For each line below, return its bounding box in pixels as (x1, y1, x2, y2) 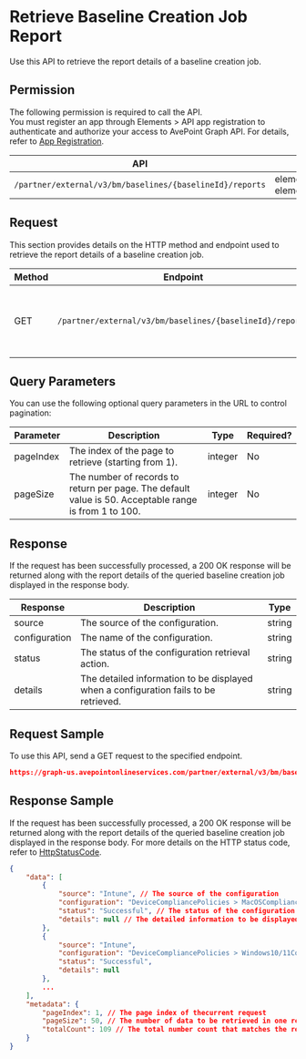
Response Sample (9, 793, 114, 808)
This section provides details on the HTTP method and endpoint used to (9, 239, 280, 250)
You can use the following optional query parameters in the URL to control (9, 398, 287, 409)
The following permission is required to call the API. (9, 107, 203, 118)
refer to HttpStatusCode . (9, 846, 102, 858)
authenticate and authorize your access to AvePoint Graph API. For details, (9, 126, 290, 137)
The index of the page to (68, 445, 175, 458)
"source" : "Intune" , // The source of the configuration (57, 889, 280, 899)
